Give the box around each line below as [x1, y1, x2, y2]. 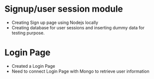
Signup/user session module [4, 3, 123, 15]
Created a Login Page [11, 63, 55, 69]
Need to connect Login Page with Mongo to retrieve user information [11, 68, 150, 74]
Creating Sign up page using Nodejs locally [11, 20, 98, 25]
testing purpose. [11, 30, 45, 36]
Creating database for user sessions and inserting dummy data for [11, 24, 145, 30]
